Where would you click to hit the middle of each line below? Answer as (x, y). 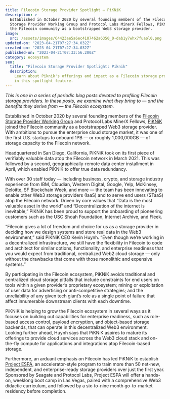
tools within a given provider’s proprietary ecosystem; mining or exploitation (84, 285)
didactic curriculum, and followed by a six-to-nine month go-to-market (79, 386)
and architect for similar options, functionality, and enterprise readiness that (84, 248)
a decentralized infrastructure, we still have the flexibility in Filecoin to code (84, 242)
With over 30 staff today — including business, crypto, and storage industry (84, 179)
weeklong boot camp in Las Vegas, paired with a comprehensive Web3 (87, 380)
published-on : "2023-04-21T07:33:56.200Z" (51, 52)
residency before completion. (36, 391)
